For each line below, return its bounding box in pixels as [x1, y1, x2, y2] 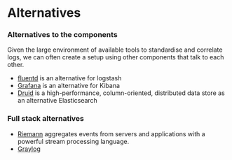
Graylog [17, 145, 41, 153]
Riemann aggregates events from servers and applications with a [17, 129, 205, 138]
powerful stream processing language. [17, 137, 130, 145]
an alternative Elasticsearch [17, 96, 98, 105]
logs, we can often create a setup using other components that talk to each [7, 53, 224, 61]
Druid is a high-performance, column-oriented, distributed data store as [17, 89, 226, 97]
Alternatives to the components [7, 30, 118, 40]
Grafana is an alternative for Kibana [17, 82, 121, 90]
